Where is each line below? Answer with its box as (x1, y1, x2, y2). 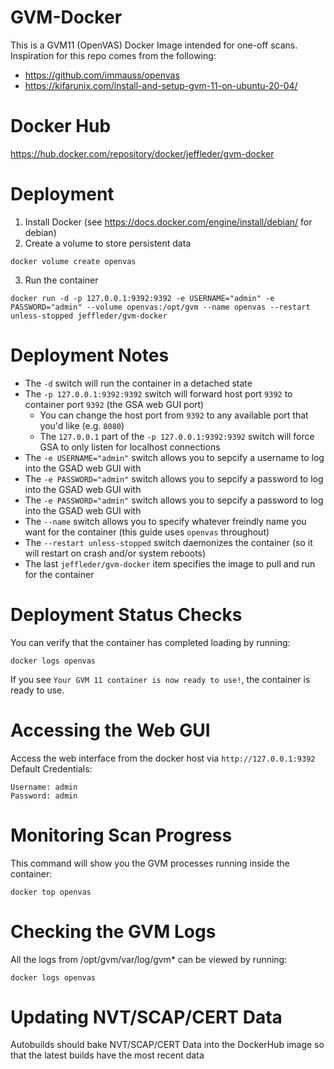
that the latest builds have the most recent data (10, 1049, 205, 1061)
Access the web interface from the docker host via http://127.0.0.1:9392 (10, 752, 316, 764)
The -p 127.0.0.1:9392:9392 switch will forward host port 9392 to (24, 387, 293, 400)
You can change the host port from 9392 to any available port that (39, 409, 309, 421)
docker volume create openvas (10, 256, 137, 266)
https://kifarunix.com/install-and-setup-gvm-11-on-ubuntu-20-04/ (24, 79, 298, 91)
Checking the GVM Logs (10, 920, 217, 943)
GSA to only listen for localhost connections (39, 441, 221, 453)
